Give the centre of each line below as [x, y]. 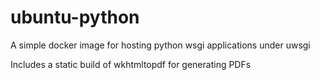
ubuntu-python [75, 17]
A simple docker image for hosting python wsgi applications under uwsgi [160, 45]
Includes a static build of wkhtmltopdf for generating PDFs [131, 64]
